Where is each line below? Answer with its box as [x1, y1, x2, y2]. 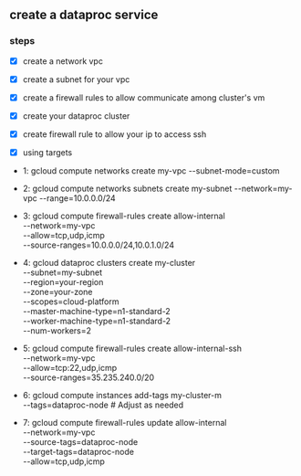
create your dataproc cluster [22, 110, 130, 122]
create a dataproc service [9, 7, 159, 23]
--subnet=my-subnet [22, 267, 103, 278]
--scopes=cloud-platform [22, 296, 119, 307]
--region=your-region [22, 277, 104, 288]
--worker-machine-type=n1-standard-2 [22, 315, 171, 327]
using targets [22, 147, 73, 158]
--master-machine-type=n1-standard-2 [22, 306, 171, 317]
